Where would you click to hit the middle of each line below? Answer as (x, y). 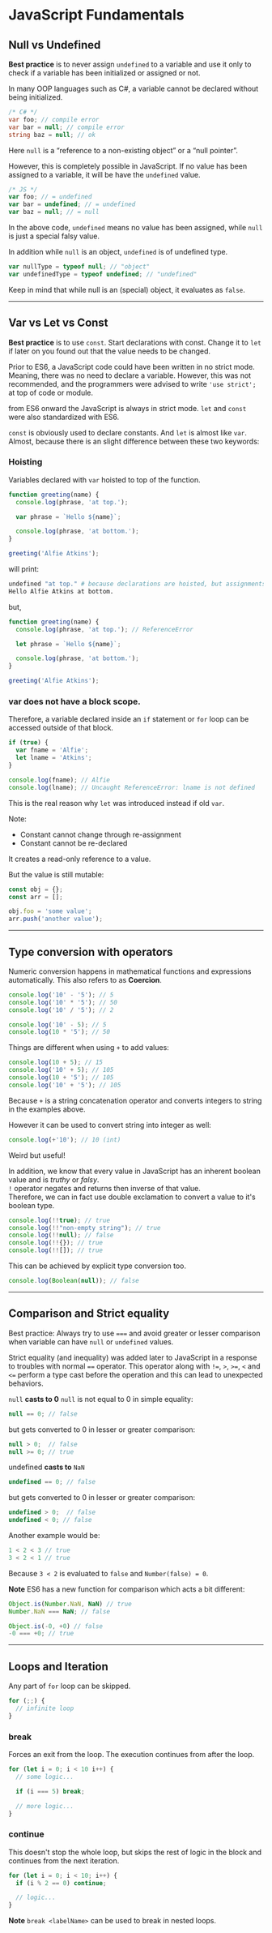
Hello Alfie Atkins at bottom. (61, 591)
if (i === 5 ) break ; (50, 1791)
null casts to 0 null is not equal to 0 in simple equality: (101, 1399)
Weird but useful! (37, 1155)
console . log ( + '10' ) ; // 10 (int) (65, 1140)
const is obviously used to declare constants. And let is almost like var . (127, 432)
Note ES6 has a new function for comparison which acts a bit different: (127, 1589)
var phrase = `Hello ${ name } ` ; (68, 516)
